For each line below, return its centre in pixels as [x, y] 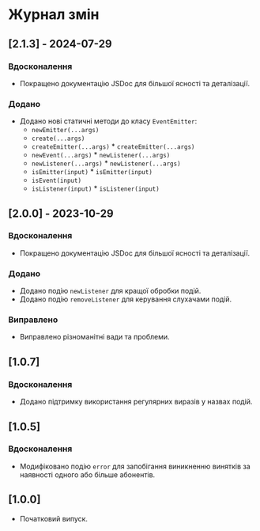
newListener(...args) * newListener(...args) [106, 163]
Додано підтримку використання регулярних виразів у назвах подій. [136, 402]
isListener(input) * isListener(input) [95, 188]
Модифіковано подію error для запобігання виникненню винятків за [135, 466]
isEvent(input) [56, 181]
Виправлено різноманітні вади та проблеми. [94, 337]
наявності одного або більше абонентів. [87, 474]
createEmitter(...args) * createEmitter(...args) [113, 146]
